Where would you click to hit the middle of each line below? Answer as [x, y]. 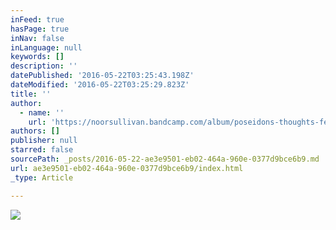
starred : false [42, 150]
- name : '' [42, 112]
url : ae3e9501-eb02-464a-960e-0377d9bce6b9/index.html [127, 168]
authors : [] [35, 131]
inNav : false [37, 38]
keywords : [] [37, 57]
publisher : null [44, 141]
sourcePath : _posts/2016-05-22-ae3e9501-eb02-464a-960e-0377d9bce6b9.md [165, 159]
